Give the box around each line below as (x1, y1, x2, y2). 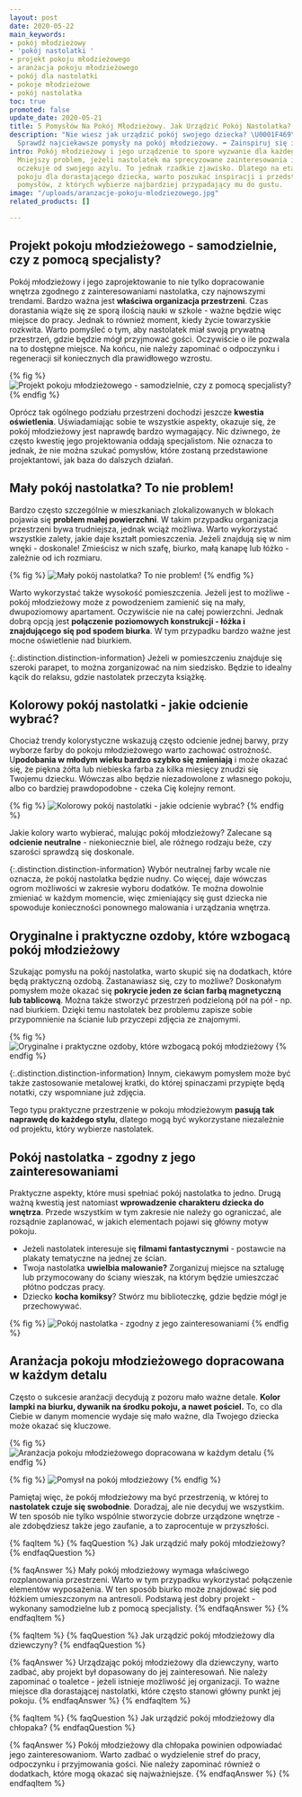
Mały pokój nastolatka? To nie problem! (9, 480, 235, 496)
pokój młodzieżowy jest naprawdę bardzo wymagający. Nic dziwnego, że (9, 425, 281, 436)
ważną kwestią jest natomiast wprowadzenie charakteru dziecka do (9, 1197, 264, 1208)
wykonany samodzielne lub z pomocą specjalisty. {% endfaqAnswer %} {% (9, 1603, 289, 1614)
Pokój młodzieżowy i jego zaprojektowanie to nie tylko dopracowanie (9, 276, 265, 287)
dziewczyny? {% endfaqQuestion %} (9, 1639, 147, 1650)
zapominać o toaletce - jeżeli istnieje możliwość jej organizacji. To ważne (9, 1676, 280, 1686)
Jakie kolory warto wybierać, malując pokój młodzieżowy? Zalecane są (9, 827, 272, 838)
